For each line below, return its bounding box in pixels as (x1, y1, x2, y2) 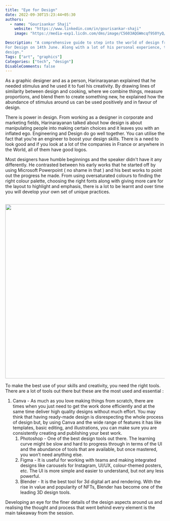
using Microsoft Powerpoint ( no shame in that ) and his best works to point (5, 167, 162, 173)
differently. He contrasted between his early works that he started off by (5, 162, 156, 168)
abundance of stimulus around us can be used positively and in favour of (5, 99, 158, 105)
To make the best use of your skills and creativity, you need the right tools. (5, 383, 161, 389)
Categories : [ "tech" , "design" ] (5, 59, 73, 64)
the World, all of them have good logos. (5, 146, 88, 153)
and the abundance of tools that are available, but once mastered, (20, 446, 158, 453)
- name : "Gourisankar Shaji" (10, 21, 71, 27)
